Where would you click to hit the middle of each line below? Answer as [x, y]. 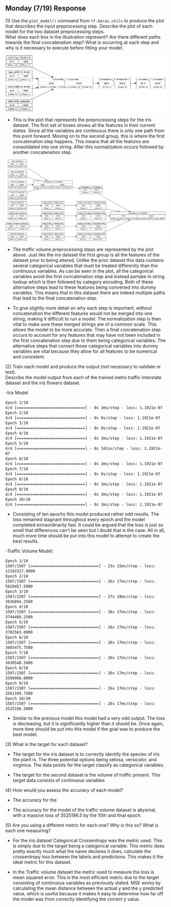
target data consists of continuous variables [59, 780]
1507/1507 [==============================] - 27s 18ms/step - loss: [81, 597]
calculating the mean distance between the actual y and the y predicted [88, 888]
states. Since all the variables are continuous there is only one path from [88, 131]
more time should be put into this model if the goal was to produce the [86, 729]
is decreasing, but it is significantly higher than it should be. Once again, [88, 724]
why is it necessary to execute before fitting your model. [64, 47]
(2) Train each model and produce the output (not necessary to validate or [83, 367]
